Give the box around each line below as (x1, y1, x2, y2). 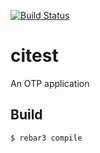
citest (10, 45, 59, 67)
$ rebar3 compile (10, 133, 83, 143)
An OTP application (10, 77, 90, 89)
